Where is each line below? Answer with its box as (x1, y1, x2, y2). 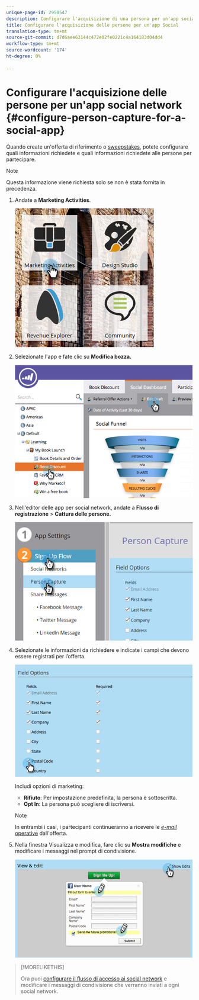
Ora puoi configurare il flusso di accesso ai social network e (20, 975, 167, 982)
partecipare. (6, 156, 36, 163)
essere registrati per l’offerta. (14, 653, 86, 660)
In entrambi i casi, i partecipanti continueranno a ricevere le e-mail (14, 824, 177, 831)
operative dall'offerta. (14, 829, 68, 837)
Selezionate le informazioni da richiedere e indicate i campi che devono (14, 647, 190, 654)
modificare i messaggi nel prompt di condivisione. (14, 847, 137, 855)
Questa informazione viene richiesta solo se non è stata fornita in (6, 178, 165, 186)
